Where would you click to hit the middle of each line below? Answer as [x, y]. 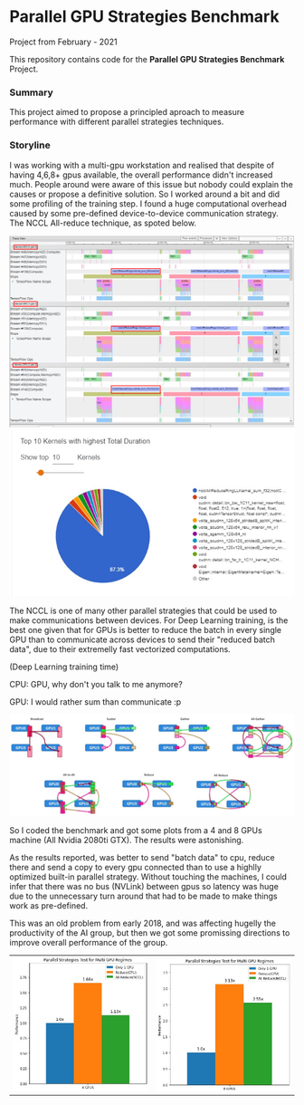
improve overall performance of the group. [89, 943]
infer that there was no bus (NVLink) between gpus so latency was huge [144, 887]
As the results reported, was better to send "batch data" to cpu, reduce [142, 858]
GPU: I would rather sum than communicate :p [95, 702]
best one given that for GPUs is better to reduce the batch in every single [146, 630]
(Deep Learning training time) [64, 667]
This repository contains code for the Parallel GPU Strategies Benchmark [147, 59]
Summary [32, 92]
